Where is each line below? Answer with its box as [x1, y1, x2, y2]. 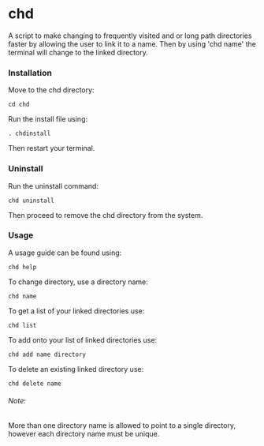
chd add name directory [8, 350, 87, 358]
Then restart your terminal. [8, 144, 95, 153]
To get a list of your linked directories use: [8, 305, 145, 316]
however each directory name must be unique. [8, 429, 160, 439]
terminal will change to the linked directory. [8, 47, 148, 57]
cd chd [8, 100, 30, 109]
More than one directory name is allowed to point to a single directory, [8, 421, 236, 430]
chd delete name [8, 380, 61, 388]
